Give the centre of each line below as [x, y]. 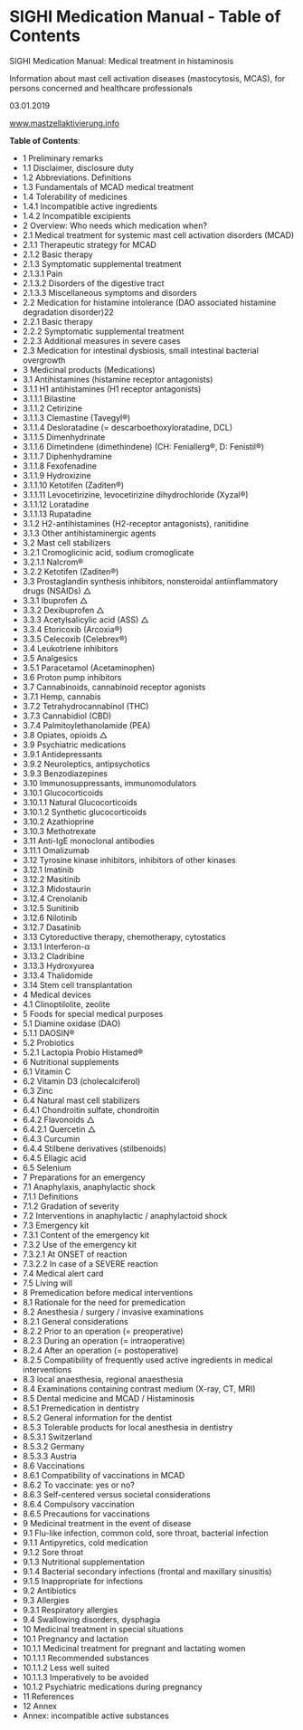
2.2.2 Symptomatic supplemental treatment [103, 331]
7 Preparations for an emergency [84, 1177]
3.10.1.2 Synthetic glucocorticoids [85, 812]
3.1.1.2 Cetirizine [52, 408]
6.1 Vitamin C [47, 1071]
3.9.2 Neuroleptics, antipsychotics [86, 764]
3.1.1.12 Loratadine [56, 504]
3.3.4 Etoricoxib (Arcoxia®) [72, 629]
